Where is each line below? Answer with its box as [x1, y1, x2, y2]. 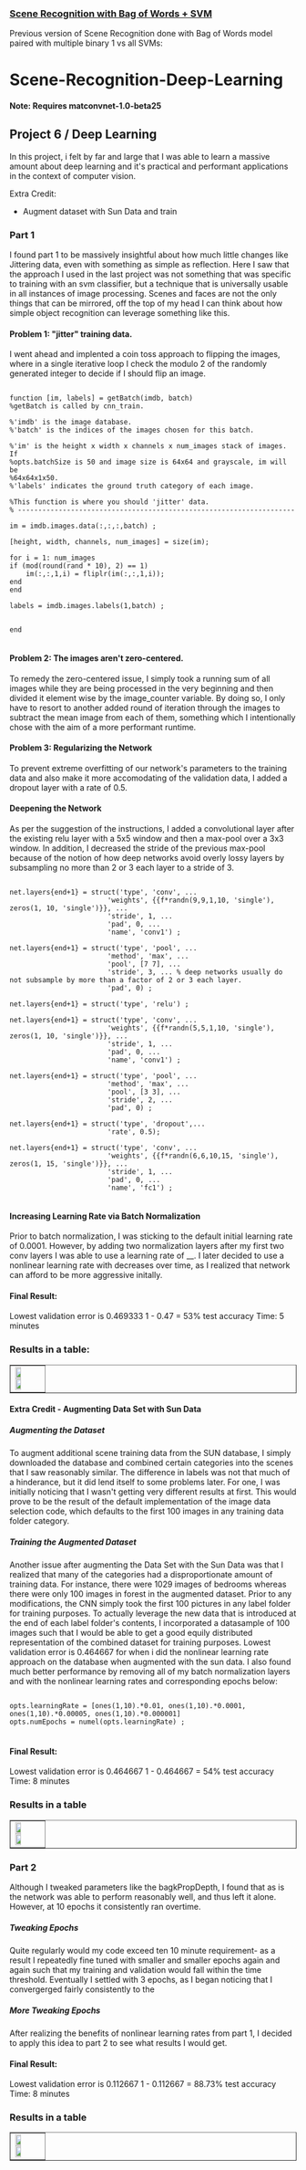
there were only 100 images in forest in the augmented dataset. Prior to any [9, 1588, 292, 1599]
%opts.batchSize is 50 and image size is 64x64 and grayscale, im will [9, 457, 287, 467]
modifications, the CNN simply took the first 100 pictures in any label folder [9, 1599, 291, 1609]
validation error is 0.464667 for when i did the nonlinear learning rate [9, 1647, 269, 1658]
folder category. [9, 1515, 70, 1526]
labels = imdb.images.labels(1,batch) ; [9, 602, 166, 611]
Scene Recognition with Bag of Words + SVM [9, 7, 212, 20]
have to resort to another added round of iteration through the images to [9, 702, 280, 713]
